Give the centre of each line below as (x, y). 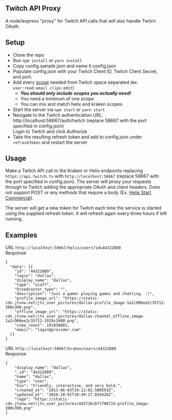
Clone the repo (28, 55)
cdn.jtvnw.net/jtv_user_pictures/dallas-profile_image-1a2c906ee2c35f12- (86, 303)
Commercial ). (20, 198)
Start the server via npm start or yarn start (59, 109)
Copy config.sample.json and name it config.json (64, 66)
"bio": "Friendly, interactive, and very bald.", (69, 386)
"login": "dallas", (35, 276)
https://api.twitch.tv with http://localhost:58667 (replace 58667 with (82, 176)
